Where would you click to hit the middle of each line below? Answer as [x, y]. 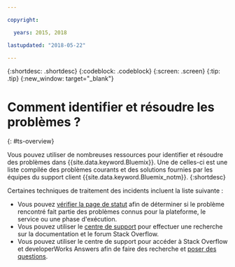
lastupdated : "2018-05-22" [47, 45]
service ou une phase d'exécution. [67, 219]
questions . [33, 256]
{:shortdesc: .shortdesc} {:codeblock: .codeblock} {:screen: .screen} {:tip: [114, 71]
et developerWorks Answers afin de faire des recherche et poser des [117, 249]
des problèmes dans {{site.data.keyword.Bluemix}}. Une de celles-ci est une [117, 163]
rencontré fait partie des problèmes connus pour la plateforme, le [112, 212]
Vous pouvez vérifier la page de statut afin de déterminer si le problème [121, 205]
